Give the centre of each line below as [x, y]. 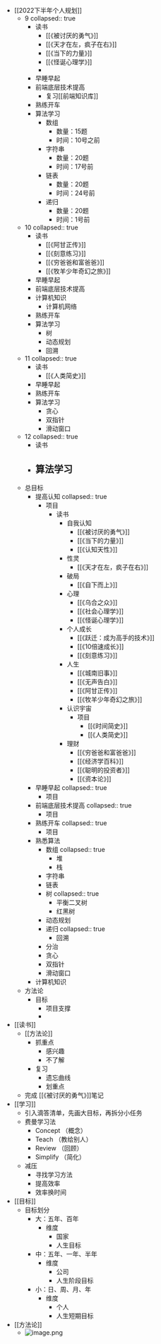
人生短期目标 [75, 1316]
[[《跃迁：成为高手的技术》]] [116, 637]
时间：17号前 [75, 167]
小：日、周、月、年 [63, 1289]
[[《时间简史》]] [108, 726]
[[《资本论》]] [94, 779]
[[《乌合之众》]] [97, 602]
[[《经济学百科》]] [101, 761]
